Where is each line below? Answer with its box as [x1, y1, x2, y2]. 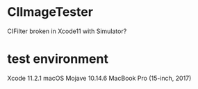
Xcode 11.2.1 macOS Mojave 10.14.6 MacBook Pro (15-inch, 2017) [7, 74, 192, 82]
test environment [7, 51, 109, 67]
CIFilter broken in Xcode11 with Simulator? [7, 27, 127, 35]
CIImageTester [7, 4, 94, 20]
